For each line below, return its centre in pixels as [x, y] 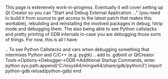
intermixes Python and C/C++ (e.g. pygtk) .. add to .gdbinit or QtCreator [80, 55]
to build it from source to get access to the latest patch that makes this [79, 18]
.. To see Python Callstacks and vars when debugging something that [77, 49]
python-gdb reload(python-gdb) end [43, 71]
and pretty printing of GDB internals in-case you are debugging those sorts [83, 34]
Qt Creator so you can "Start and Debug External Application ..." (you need [83, 13]
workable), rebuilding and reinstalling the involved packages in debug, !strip [84, 23]
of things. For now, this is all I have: [42, 39]
